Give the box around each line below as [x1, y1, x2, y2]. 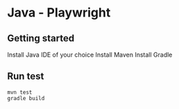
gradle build [7, 95, 45, 101]
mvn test [7, 88, 33, 96]
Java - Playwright [7, 5, 111, 21]
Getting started [7, 32, 75, 44]
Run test [7, 70, 44, 82]
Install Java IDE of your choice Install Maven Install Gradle [7, 50, 173, 59]
